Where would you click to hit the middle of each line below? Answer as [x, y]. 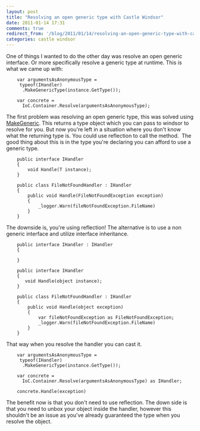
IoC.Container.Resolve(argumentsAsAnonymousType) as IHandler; [102, 381]
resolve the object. [29, 421]
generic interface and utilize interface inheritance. [68, 234]
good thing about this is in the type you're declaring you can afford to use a [99, 142]
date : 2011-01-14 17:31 [36, 23]
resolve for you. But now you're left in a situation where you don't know [94, 129]
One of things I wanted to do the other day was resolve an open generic [94, 56]
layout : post [22, 12]
